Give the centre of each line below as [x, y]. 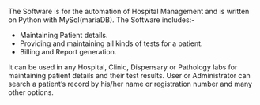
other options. [31, 92]
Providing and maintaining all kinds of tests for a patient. [111, 43]
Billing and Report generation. [68, 52]
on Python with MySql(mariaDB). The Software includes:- [102, 20]
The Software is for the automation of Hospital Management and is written [129, 11]
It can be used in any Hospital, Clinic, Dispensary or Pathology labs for [123, 67]
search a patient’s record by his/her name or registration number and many [130, 84]
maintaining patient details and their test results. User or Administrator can [129, 75]
